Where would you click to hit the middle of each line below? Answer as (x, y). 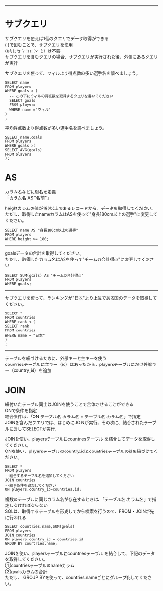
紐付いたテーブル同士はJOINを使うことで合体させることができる (69, 404)
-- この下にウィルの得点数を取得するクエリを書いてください (61, 96)
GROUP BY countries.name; (31, 543)
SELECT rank (17, 326)
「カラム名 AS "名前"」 (28, 198)
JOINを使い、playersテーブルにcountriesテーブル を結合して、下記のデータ (80, 553)
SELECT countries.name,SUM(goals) (40, 526)
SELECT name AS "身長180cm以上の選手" (42, 230)
